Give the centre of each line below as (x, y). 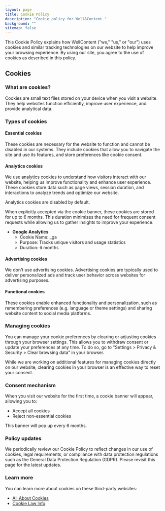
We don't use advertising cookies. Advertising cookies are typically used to (82, 270)
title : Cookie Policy (27, 14)
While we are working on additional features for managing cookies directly (81, 362)
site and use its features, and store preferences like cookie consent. (74, 155)
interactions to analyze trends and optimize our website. (62, 193)
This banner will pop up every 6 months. (46, 426)
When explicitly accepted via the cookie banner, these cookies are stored (80, 212)
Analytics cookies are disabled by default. (48, 202)
